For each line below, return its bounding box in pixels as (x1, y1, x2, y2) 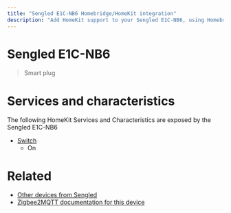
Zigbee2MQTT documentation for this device (16, 198, 145, 207)
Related (7, 168, 52, 183)
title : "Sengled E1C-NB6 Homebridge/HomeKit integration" (7, 10, 177, 17)
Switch (16, 136, 37, 145)
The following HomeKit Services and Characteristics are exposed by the (7, 116, 212, 124)
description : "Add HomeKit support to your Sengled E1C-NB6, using (7, 17, 205, 23)
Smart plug (23, 69, 56, 77)
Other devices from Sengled (16, 191, 98, 199)
